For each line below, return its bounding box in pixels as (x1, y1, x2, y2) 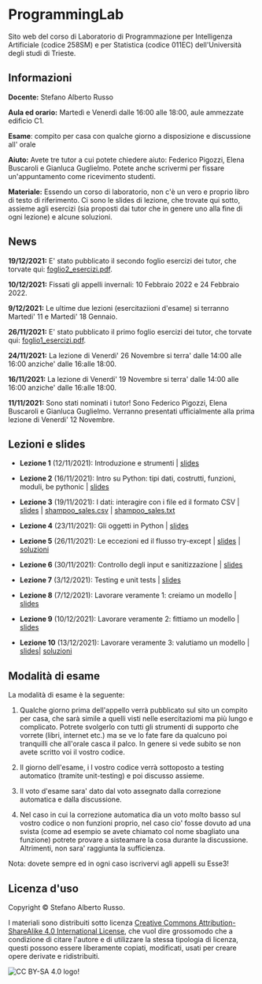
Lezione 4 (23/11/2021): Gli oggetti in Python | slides (19, 521, 189, 530)
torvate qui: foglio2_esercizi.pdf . (8, 264, 113, 274)
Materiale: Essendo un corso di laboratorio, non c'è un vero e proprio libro (8, 187, 249, 196)
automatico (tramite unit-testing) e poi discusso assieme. (19, 771, 205, 780)
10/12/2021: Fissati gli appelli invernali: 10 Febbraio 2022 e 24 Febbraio (8, 279, 240, 289)
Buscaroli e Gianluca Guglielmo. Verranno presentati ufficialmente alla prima (8, 406, 255, 416)
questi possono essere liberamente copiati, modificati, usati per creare (8, 943, 238, 952)
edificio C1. (8, 116, 45, 125)
